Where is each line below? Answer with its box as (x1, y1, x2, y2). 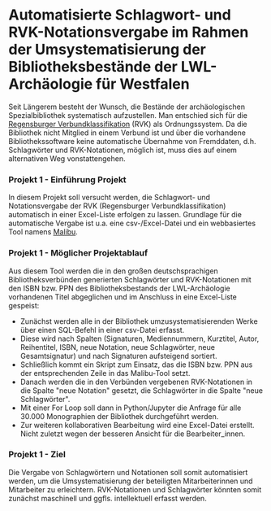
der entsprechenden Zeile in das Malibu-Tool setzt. (19, 368, 191, 378)
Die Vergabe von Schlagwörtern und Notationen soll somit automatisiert (8, 467, 248, 477)
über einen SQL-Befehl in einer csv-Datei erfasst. (19, 325, 185, 334)
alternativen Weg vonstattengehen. (8, 153, 126, 164)
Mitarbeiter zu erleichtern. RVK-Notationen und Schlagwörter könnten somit (8, 484, 262, 494)
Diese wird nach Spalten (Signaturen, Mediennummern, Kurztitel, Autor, (19, 334, 260, 343)
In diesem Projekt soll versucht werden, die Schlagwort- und (8, 193, 211, 203)
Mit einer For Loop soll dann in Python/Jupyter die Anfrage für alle (19, 403, 242, 413)
